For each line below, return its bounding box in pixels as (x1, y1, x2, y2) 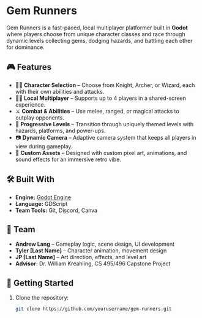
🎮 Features (6, 62, 52, 72)
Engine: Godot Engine (15, 194, 72, 201)
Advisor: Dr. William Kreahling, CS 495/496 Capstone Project (15, 260, 171, 267)
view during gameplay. (15, 142, 73, 150)
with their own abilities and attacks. (15, 88, 105, 95)
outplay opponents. (15, 114, 64, 121)
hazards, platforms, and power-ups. (15, 127, 106, 134)
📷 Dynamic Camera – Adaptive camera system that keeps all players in (15, 134, 196, 141)
